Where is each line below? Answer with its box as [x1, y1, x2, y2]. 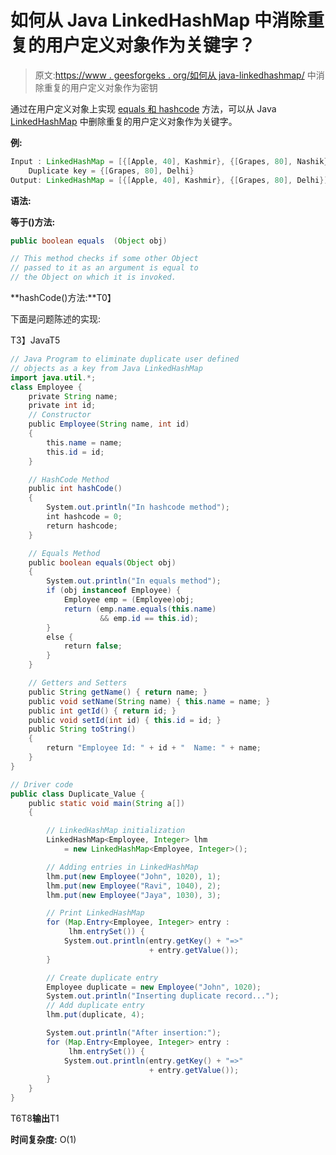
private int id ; [28, 401, 97, 411]
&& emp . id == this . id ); [99, 613, 199, 623]
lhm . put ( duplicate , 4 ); [46, 1010, 145, 1020]
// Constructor [28, 410, 92, 420]
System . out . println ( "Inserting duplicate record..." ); [46, 991, 280, 1001]
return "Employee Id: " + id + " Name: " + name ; [46, 743, 262, 753]
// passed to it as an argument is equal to [10, 263, 199, 273]
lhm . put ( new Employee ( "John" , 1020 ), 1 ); [46, 871, 222, 881]
